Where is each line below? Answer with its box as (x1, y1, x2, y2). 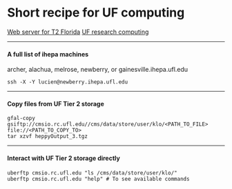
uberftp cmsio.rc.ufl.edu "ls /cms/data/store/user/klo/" (7, 169, 177, 177)
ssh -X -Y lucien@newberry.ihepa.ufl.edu (7, 79, 128, 86)
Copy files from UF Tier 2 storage (7, 99, 105, 108)
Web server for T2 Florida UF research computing (7, 28, 149, 36)
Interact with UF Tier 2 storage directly (7, 154, 121, 162)
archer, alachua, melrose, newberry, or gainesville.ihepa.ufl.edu (7, 66, 188, 74)
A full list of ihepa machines (7, 50, 89, 58)
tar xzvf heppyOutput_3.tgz (7, 133, 88, 140)
